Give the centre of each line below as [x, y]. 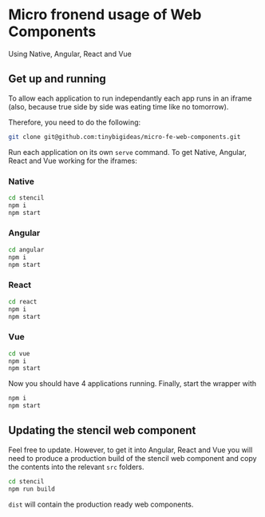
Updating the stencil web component [102, 430]
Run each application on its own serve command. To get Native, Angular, [128, 152]
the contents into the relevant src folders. [77, 467]
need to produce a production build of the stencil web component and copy [132, 458]
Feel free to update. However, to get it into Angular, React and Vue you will [131, 450]
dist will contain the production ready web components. [101, 504]
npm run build [32, 489]
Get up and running [57, 79]
